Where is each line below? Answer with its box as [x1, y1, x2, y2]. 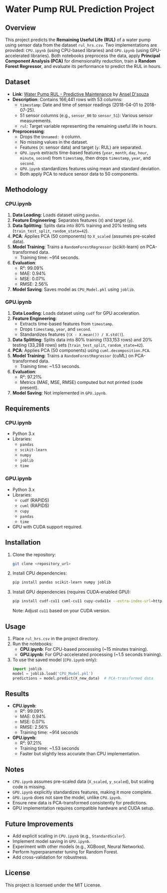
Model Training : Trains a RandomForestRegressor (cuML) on [12, 352, 134, 358]
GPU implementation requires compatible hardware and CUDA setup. [12, 805, 155, 811]
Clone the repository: [12, 552, 56, 558]
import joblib [12, 667, 42, 672]
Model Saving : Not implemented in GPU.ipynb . [12, 389, 107, 396]
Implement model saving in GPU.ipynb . [12, 838, 91, 844]
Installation [5, 538, 41, 547]
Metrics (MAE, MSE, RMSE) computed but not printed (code [19, 379, 143, 385]
